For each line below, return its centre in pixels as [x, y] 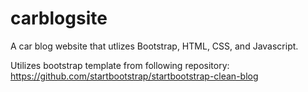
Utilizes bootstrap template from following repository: [120, 65]
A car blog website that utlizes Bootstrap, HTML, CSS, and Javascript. [154, 46]
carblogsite [59, 18]
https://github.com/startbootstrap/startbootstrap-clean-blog [134, 76]
